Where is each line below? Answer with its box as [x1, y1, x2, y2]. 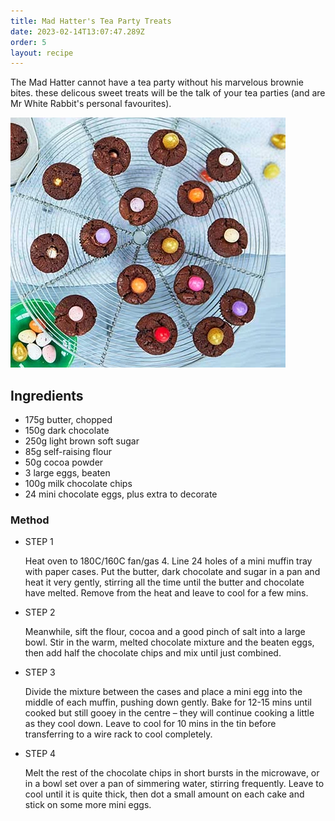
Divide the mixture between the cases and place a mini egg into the [24, 686, 303, 698]
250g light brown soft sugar [24, 435, 140, 447]
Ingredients [10, 387, 84, 404]
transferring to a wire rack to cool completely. [24, 728, 213, 740]
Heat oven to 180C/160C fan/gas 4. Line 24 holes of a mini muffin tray [24, 555, 313, 567]
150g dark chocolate [24, 425, 110, 437]
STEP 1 [24, 536, 54, 548]
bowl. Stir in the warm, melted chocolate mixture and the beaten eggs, [24, 636, 315, 649]
